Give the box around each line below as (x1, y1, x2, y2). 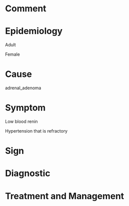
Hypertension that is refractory (5, 128, 68, 134)
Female (5, 51, 20, 57)
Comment (5, 3, 47, 14)
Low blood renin (5, 119, 38, 124)
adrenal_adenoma (5, 85, 41, 91)
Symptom (5, 102, 46, 113)
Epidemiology (5, 26, 63, 37)
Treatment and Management (5, 190, 125, 202)
